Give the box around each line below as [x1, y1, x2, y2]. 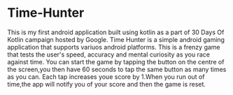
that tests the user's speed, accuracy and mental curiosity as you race [7, 50, 210, 59]
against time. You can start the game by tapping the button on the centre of [7, 57, 225, 66]
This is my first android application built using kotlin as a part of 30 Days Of [7, 28, 225, 36]
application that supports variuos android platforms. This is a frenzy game [7, 43, 220, 51]
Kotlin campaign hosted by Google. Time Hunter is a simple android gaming [7, 35, 225, 43]
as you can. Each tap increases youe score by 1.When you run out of [7, 72, 205, 81]
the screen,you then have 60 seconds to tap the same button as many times [7, 65, 227, 73]
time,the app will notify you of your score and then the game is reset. [7, 80, 206, 88]
